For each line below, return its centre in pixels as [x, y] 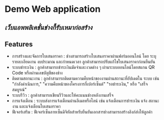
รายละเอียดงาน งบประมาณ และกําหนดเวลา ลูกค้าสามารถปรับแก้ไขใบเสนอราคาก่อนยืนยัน [83, 62]
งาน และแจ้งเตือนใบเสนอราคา [36, 106]
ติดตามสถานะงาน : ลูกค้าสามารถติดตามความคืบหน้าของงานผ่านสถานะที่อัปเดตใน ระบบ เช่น [85, 78]
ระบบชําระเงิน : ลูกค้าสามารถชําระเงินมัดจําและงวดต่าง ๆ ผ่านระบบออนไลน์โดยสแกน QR [83, 67]
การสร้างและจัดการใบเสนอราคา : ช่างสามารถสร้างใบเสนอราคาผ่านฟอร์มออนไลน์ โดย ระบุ [84, 56]
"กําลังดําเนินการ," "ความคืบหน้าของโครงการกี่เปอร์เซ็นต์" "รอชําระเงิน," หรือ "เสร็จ [80, 84]
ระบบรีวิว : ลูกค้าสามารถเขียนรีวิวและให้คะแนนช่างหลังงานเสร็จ [63, 95]
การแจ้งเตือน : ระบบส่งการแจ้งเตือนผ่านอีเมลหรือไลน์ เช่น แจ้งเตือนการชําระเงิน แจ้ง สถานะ [85, 101]
